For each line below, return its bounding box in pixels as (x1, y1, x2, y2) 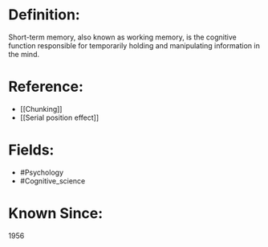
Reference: (8, 78, 84, 96)
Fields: (8, 141, 55, 159)
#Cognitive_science (19, 175, 86, 186)
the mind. (8, 49, 40, 59)
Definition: (8, 6, 80, 24)
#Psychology (19, 167, 64, 177)
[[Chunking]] (19, 104, 63, 113)
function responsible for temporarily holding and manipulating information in (8, 40, 261, 50)
